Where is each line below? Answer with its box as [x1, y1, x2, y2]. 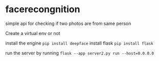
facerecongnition [5, 4, 80, 15]
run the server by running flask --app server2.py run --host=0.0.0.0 [5, 50, 154, 56]
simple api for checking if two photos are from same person [5, 20, 131, 26]
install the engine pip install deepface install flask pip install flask [5, 40, 153, 46]
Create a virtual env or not [5, 30, 60, 36]
